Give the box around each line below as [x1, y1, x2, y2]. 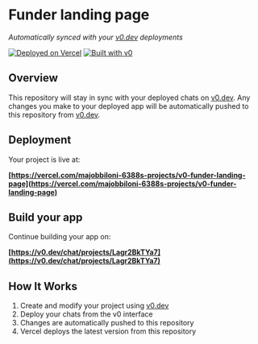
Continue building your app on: [8, 232, 111, 242]
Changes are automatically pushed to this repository [19, 318, 194, 328]
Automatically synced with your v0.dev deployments [8, 32, 183, 42]
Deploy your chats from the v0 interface [19, 309, 153, 319]
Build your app [8, 210, 83, 224]
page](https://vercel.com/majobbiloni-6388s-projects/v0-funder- [8, 179, 237, 189]
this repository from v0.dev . [8, 110, 101, 119]
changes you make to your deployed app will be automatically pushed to [8, 101, 249, 110]
